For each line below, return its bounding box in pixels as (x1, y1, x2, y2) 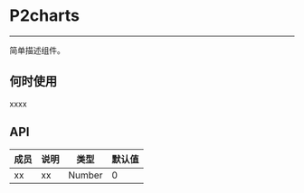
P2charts (9, 5, 80, 26)
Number (68, 169, 103, 181)
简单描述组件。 (9, 44, 65, 55)
